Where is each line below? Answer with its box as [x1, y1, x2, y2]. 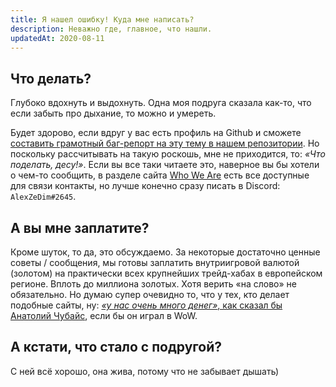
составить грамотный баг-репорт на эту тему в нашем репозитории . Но [10, 137, 320, 150]
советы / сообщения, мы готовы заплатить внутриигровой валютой [10, 257, 300, 268]
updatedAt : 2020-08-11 [10, 33, 105, 43]
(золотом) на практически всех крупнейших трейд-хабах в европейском [10, 267, 323, 279]
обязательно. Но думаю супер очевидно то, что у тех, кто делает [10, 289, 290, 300]
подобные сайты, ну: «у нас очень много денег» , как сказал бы [10, 299, 283, 311]
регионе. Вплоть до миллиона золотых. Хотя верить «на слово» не [10, 278, 297, 290]
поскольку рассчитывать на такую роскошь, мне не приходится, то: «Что [10, 148, 326, 160]
